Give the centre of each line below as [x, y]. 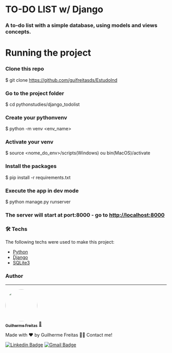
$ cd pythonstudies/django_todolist [43, 104]
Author [14, 276]
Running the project [48, 53]
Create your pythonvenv [36, 117]
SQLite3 [21, 263]
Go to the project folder [35, 93]
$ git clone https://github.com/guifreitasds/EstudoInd [61, 80]
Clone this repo [25, 69]
